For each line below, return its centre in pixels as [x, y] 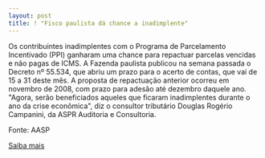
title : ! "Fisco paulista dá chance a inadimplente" [98, 23]
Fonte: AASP [29, 130]
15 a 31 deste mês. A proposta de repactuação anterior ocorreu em [119, 80]
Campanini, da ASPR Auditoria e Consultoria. [82, 114]
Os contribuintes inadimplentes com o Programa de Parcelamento [117, 46]
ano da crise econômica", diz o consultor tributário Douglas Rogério [120, 106]
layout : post [30, 16]
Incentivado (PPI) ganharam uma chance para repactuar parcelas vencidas [132, 55]
